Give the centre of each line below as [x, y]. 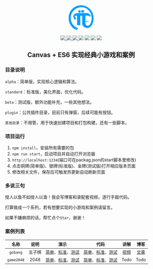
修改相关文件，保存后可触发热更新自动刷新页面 [58, 172]
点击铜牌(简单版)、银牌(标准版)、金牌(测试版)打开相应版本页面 [74, 166]
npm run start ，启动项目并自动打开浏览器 [54, 154]
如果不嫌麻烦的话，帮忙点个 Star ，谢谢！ [45, 218]
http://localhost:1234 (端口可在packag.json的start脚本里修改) [74, 160]
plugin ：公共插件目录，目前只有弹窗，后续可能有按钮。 [60, 112]
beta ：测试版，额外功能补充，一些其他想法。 [49, 102]
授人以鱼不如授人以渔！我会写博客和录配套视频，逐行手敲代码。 [68, 197]
